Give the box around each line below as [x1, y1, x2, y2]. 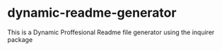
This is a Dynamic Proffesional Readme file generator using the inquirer [7, 28, 215, 36]
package [7, 35, 33, 43]
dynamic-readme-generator [7, 5, 177, 21]
